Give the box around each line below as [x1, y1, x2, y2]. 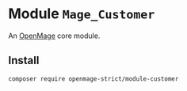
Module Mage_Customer [8, 5, 155, 23]
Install [8, 54, 40, 67]
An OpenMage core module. [8, 31, 101, 40]
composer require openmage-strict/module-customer [8, 74, 179, 83]
